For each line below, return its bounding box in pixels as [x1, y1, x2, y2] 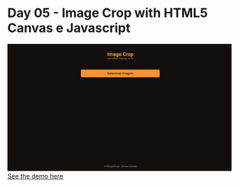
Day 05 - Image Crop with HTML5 [7, 5, 208, 21]
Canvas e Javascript [7, 20, 131, 36]
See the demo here [7, 172, 64, 181]
